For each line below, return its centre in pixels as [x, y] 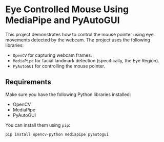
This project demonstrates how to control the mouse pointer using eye [79, 34]
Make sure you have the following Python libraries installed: [68, 94]
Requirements [28, 82]
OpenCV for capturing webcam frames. [52, 55]
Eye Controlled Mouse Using [67, 9]
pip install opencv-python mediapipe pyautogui [57, 134]
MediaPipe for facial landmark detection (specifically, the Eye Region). [86, 60]
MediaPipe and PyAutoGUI [63, 20]
